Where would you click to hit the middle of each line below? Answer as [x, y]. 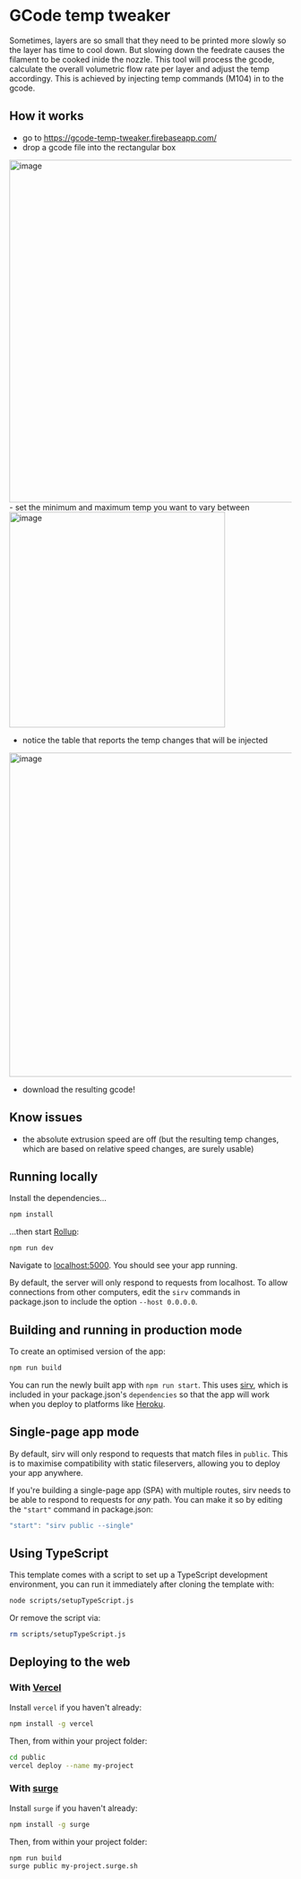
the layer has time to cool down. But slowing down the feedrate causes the [147, 49]
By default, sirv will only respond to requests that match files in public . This [149, 1454]
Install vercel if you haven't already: [75, 1707]
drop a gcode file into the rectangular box [99, 147]
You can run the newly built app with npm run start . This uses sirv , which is [149, 1385]
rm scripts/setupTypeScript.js [68, 1634]
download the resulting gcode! [79, 1089]
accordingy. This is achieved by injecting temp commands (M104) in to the [146, 78]
